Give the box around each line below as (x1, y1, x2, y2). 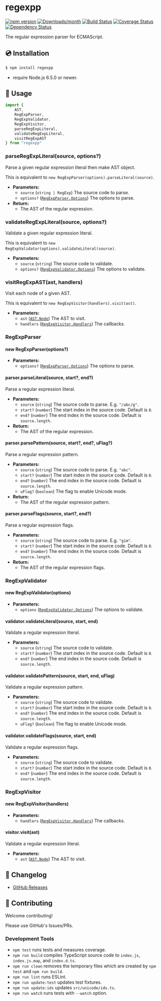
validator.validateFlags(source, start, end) (5, 733, 96, 739)
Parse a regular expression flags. (5, 522, 75, 528)
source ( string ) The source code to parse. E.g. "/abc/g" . (20, 401, 139, 407)
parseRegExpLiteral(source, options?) (5, 152, 102, 160)
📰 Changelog (5, 871, 47, 879)
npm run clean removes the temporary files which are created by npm (12, 963, 156, 969)
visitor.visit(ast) (5, 829, 40, 835)
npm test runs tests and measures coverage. (12, 946, 106, 953)
